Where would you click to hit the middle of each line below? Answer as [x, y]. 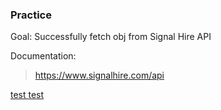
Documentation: [43, 56]
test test [27, 95]
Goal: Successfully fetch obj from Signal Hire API [111, 37]
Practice [31, 15]
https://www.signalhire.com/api [99, 75]
